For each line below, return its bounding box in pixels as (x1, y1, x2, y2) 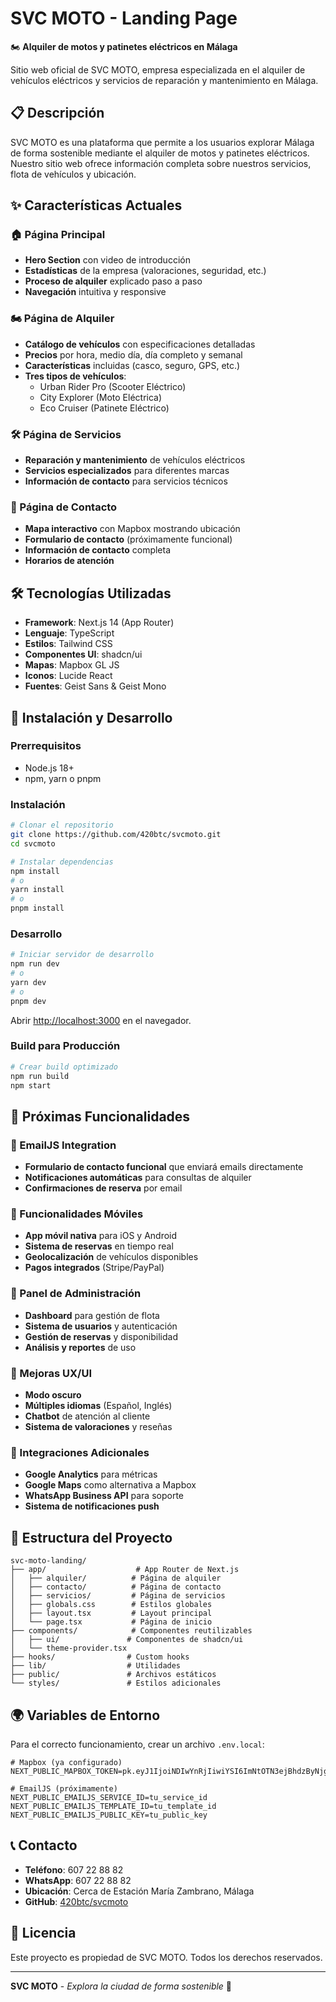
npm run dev (10, 959, 60, 969)
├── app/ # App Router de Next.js (10, 1565, 240, 1575)
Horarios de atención (24, 555, 115, 567)
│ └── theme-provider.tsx (10, 1643, 128, 1654)
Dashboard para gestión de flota (24, 1309, 160, 1321)
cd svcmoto (10, 838, 56, 849)
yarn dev (10, 977, 47, 987)
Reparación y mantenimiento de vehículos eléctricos (24, 454, 246, 466)
